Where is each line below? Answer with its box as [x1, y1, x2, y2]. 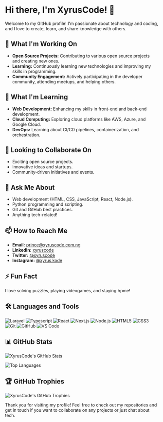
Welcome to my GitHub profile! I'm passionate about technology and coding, [5, 20, 158, 26]
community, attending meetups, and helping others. [12, 79, 116, 84]
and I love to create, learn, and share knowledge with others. [5, 25, 127, 31]
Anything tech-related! [12, 212, 57, 218]
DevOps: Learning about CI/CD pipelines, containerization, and [12, 126, 139, 132]
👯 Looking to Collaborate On [5, 146, 91, 154]
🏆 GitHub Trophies [5, 377, 65, 385]
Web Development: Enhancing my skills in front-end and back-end [12, 106, 147, 112]
